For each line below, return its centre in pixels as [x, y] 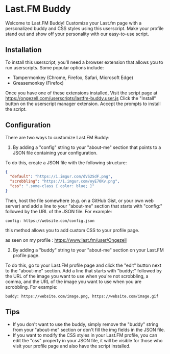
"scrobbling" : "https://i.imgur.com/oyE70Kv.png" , [65, 182]
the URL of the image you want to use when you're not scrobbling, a [77, 276]
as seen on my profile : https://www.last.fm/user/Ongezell [66, 240]
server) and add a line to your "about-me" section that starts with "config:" [84, 206]
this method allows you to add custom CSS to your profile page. [72, 230]
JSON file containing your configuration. [55, 153]
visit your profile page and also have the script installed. [71, 346]
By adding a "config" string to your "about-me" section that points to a [87, 147]
